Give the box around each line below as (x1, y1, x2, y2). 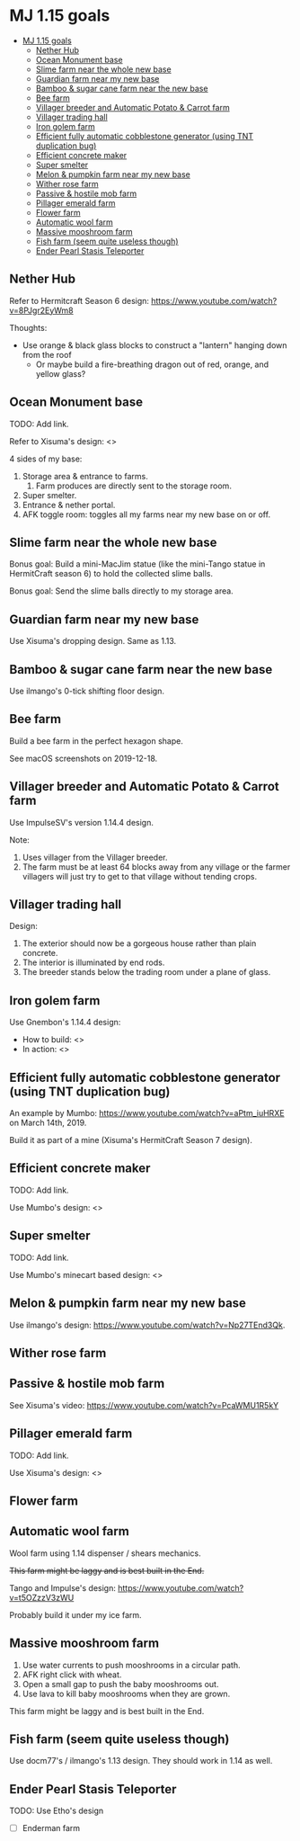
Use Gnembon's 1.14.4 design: (9, 1017, 121, 1028)
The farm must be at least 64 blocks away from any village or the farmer (22, 861, 291, 872)
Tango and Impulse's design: (9, 1582, 117, 1593)
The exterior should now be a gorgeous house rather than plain (22, 938, 257, 949)
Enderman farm (22, 1823, 81, 1834)
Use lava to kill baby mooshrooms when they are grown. (22, 1688, 231, 1699)
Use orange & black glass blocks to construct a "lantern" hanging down (22, 339, 287, 351)
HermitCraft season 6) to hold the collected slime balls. (9, 568, 214, 579)
